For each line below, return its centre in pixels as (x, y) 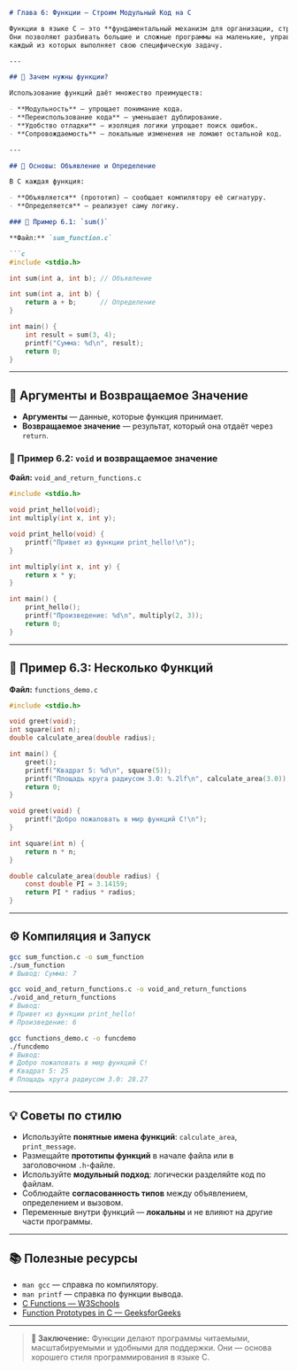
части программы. (57, 1221)
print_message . (49, 1146)
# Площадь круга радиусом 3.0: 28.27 (79, 1080)
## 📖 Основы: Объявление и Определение (83, 166)
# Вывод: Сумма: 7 (43, 973)
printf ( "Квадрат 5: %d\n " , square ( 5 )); (99, 771)
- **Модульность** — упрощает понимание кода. (96, 109)
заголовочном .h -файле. (69, 1165)
